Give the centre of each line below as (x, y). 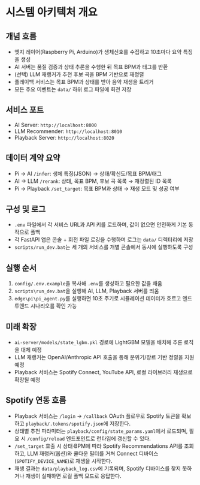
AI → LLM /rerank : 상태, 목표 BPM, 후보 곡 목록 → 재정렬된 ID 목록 (93, 181)
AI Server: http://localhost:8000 (55, 125)
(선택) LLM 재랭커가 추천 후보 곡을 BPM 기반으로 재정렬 (79, 74)
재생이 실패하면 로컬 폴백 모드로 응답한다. (74, 476)
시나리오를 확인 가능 (54, 306)
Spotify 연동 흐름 (36, 400)
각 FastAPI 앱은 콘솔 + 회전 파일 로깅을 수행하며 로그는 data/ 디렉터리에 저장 (104, 240)
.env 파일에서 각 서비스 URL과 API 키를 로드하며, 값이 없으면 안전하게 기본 (101, 225)
